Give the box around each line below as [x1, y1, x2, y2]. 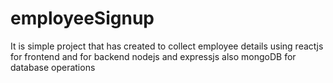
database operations [10, 61, 96, 73]
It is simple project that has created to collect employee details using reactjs [10, 40, 324, 52]
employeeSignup [10, 7, 155, 30]
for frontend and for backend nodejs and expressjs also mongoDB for [10, 50, 297, 62]
